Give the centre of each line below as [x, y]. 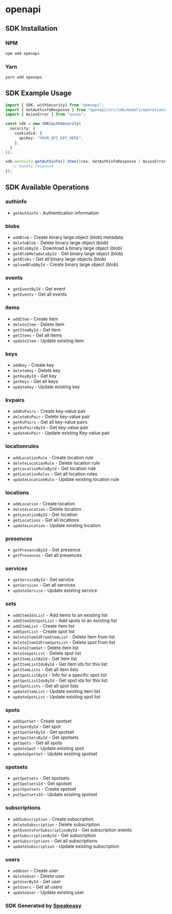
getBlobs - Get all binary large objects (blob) [59, 259]
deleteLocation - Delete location [47, 509]
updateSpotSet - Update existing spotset [55, 754]
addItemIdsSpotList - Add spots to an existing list [65, 620]
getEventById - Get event [39, 289]
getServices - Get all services [44, 585]
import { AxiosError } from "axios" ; [46, 115]
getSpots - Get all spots [37, 743]
